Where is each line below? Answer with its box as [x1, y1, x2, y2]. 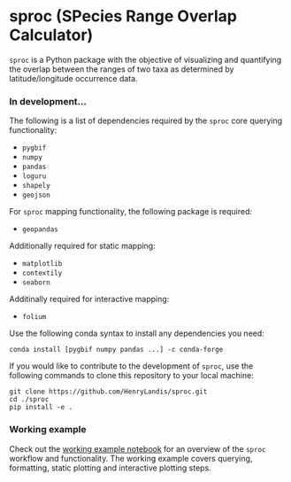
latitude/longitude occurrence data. [9, 73, 139, 83]
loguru [21, 172, 47, 181]
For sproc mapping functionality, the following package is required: [9, 206, 253, 217]
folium [21, 313, 47, 322]
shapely [21, 182, 50, 190]
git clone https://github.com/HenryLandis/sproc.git [9, 387, 208, 396]
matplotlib [21, 260, 63, 268]
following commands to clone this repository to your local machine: [9, 370, 254, 381]
